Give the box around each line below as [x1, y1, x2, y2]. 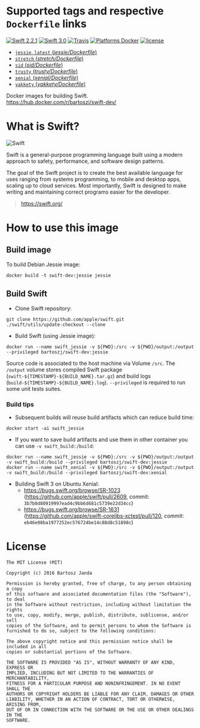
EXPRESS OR [6, 664, 34, 671]
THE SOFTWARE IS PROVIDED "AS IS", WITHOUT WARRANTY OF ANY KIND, [6, 659, 175, 665]
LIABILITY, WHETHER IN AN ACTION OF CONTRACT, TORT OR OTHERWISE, [6, 696, 175, 702]
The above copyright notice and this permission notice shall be [6, 638, 172, 644]
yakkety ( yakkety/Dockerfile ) [14, 80, 86, 88]
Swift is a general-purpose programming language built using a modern [6, 151, 183, 158]
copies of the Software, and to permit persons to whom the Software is [6, 622, 192, 629]
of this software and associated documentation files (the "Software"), [6, 591, 192, 597]
